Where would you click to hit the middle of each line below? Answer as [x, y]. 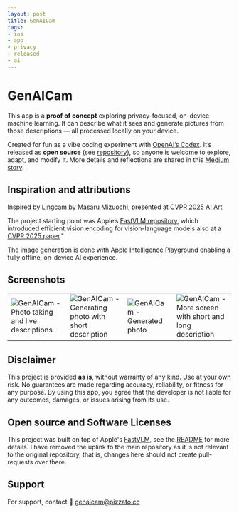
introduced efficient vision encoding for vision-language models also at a [115, 228]
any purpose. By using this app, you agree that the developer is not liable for [119, 392]
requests [20, 462]
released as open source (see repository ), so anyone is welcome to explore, [119, 152]
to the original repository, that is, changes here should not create [102, 454]
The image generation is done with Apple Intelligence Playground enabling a [119, 250]
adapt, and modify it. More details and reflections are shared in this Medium [118, 159]
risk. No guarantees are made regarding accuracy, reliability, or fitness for [116, 385]
